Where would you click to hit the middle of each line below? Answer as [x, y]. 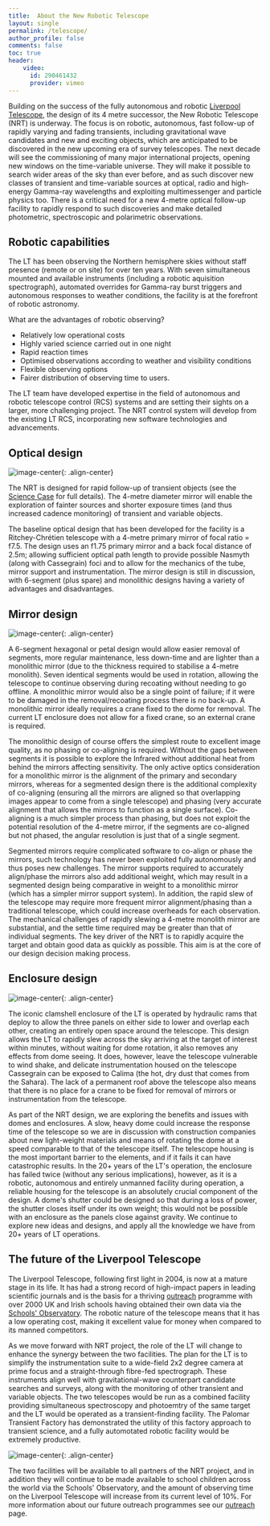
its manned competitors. [49, 1330]
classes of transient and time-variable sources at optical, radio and [119, 182]
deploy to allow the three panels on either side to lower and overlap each [129, 1022]
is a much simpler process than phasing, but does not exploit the [143, 818]
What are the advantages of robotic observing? [86, 320]
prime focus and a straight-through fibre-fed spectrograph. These [118, 1371]
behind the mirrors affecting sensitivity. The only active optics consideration [134, 767]
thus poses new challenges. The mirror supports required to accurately [126, 868]
